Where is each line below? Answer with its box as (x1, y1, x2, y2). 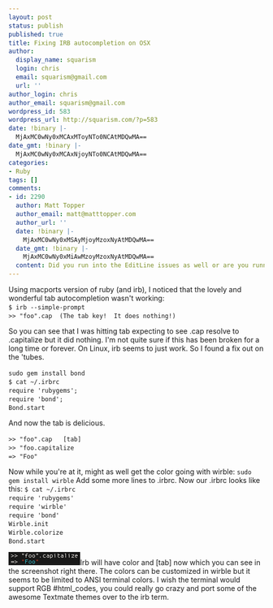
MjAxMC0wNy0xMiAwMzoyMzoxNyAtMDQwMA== (23, 252, 154, 261)
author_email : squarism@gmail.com (8, 98, 126, 107)
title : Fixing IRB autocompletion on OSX (8, 39, 151, 47)
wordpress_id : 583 (8, 107, 71, 115)
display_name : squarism (15, 56, 96, 64)
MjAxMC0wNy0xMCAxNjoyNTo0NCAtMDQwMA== (15, 150, 148, 158)
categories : (8, 158, 49, 166)
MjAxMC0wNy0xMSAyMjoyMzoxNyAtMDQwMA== (23, 235, 154, 244)
